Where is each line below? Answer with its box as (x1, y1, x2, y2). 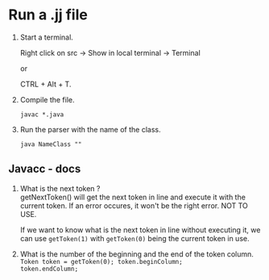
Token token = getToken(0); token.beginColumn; (19, 257, 183, 265)
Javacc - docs (8, 162, 81, 176)
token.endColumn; (19, 265, 79, 273)
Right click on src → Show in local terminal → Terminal (19, 48, 201, 57)
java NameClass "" (19, 140, 82, 148)
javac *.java (19, 111, 64, 119)
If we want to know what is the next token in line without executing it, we (19, 224, 261, 235)
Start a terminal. (19, 32, 74, 42)
